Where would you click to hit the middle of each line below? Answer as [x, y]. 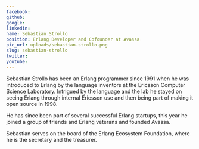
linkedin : [18, 28]
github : [16, 17]
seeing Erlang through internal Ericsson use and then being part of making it [100, 97]
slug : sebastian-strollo [37, 51]
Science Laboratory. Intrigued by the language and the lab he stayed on [94, 91]
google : [16, 23]
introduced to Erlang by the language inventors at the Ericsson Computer [96, 85]
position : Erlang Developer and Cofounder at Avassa [73, 39]
